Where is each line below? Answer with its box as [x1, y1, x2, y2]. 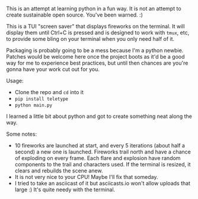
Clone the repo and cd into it [14, 89, 84, 95]
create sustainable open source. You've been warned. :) [6, 11, 143, 18]
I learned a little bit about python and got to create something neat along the [6, 113, 193, 120]
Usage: [6, 77, 24, 84]
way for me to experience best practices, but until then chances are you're [6, 59, 189, 66]
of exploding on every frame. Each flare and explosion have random [14, 155, 181, 162]
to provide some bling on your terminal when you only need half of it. [6, 36, 175, 42]
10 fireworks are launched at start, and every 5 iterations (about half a [14, 142, 186, 149]
